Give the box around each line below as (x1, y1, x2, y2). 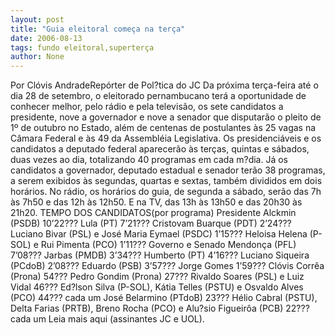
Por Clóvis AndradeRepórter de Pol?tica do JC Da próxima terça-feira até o (10, 79, 319, 91)
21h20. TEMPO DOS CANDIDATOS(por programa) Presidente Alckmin (10, 207, 297, 219)
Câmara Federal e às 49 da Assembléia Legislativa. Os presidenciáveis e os (10, 132, 322, 145)
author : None (10, 52, 65, 62)
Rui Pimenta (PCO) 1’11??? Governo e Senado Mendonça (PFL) (40, 239, 297, 251)
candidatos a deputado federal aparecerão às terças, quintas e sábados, (10, 143, 310, 155)
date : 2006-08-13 (10, 33, 83, 43)
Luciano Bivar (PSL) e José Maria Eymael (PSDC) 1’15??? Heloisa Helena (10, 228, 308, 240)
